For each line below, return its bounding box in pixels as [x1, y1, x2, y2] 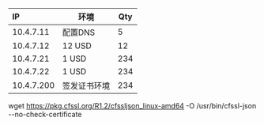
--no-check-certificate [8, 110, 82, 119]
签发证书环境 [62, 81, 111, 91]
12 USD [62, 40, 92, 51]
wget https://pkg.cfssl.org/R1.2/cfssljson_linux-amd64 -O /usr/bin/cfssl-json [8, 101, 257, 110]
